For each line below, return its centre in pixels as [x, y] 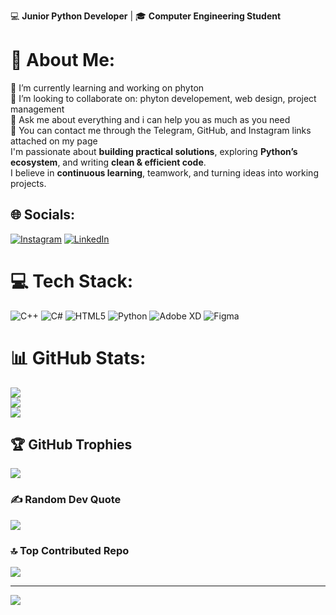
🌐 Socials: [43, 215]
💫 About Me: [63, 60]
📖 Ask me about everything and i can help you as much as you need [150, 119]
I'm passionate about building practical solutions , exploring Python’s [154, 151]
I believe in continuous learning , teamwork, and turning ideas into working [164, 172]
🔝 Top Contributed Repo [70, 550]
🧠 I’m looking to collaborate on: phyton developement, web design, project [163, 98]
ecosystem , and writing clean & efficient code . [108, 162]
